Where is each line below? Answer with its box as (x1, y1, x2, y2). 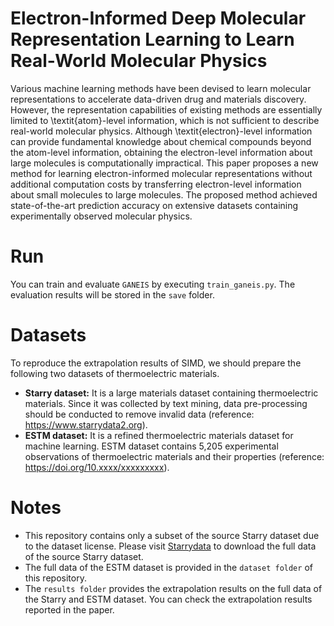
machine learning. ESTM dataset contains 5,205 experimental (24, 440, 279, 452)
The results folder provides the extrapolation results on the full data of (24, 582, 323, 594)
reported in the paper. (24, 603, 115, 616)
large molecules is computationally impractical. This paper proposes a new (10, 157, 319, 169)
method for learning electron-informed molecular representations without (10, 167, 313, 179)
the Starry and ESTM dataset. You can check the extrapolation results (24, 593, 313, 605)
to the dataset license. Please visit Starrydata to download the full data (24, 540, 317, 552)
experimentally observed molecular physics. (10, 210, 193, 222)
